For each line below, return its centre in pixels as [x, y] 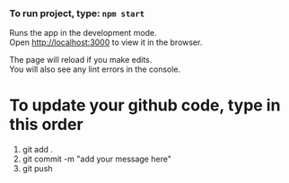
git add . [38, 150]
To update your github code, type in [145, 105]
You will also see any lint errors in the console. [95, 69]
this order [46, 125]
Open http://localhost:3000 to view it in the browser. [106, 42]
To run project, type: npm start [77, 13]
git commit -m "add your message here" [97, 159]
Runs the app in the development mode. [83, 33]
